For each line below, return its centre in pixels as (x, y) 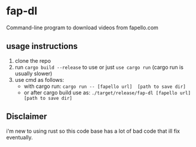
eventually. (19, 137)
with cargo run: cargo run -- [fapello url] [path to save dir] (105, 86)
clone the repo (33, 60)
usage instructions (42, 46)
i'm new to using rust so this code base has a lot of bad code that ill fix (93, 131)
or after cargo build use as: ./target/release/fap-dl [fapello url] (107, 92)
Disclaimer (27, 117)
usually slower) (33, 73)
